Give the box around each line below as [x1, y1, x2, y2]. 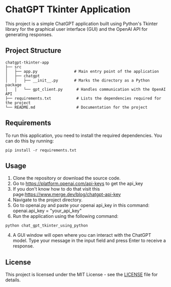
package [5, 82, 22, 88]
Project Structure [5, 46, 61, 55]
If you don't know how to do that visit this [12, 186, 100, 192]
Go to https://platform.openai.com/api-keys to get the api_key [12, 180, 143, 187]
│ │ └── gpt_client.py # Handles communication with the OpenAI [5, 87, 166, 92]
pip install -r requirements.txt [5, 148, 77, 153]
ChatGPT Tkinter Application [5, 4, 131, 15]
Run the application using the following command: [12, 213, 119, 219]
